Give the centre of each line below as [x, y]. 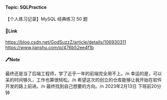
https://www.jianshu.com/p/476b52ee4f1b [49, 48]
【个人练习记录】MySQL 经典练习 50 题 [46, 19]
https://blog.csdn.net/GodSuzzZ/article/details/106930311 [66, 42]
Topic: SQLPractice [26, 7]
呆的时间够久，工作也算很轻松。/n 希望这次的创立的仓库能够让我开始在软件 [84, 80]
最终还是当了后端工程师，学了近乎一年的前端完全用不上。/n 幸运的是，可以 [84, 73]
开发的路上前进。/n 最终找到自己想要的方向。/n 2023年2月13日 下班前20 [81, 86]
